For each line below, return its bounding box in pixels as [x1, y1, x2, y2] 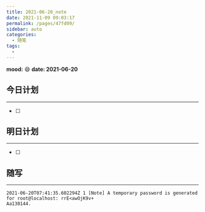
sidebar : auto [6, 26, 43, 32]
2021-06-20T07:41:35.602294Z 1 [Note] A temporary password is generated [6, 190, 198, 196]
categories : [6, 32, 37, 38]
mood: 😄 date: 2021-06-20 [6, 65, 78, 73]
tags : [6, 43, 20, 49]
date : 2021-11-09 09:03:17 [6, 15, 75, 21]
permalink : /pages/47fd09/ [6, 20, 75, 26]
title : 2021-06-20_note [6, 9, 67, 15]
